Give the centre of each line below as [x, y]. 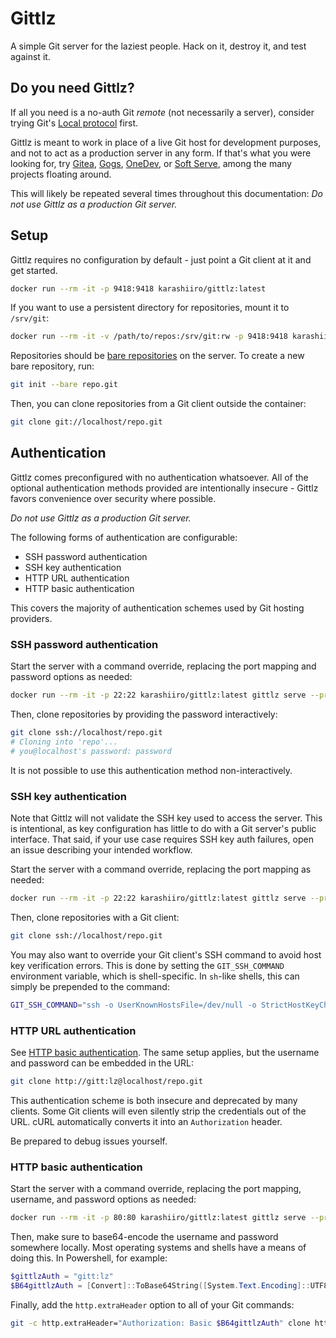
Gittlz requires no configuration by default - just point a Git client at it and [161, 259]
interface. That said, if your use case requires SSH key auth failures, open [162, 839]
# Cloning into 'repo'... [64, 742]
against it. [30, 56]
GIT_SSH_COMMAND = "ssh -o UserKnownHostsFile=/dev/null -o [133, 1005]
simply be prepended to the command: [90, 986]
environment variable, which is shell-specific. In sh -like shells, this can [155, 976]
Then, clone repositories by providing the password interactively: [144, 714]
